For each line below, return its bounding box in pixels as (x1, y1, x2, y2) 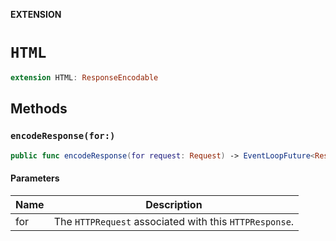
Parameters (10, 172, 60, 184)
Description (145, 197, 203, 211)
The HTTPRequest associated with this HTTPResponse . (53, 214, 295, 228)
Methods (10, 100, 68, 118)
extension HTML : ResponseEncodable (10, 72, 159, 83)
